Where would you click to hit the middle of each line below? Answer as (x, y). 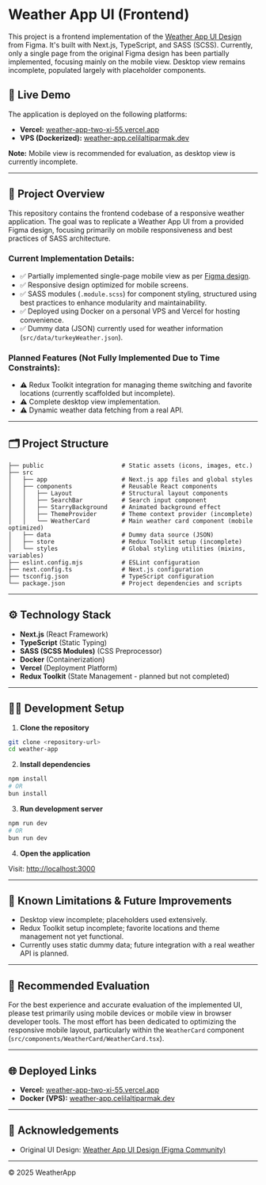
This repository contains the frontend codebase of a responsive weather (126, 213)
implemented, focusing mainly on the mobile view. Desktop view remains (127, 62)
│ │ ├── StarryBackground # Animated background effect (115, 507)
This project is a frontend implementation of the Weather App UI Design (125, 36)
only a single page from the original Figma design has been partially (119, 53)
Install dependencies (55, 765)
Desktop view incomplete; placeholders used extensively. (113, 920)
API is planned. (44, 953)
